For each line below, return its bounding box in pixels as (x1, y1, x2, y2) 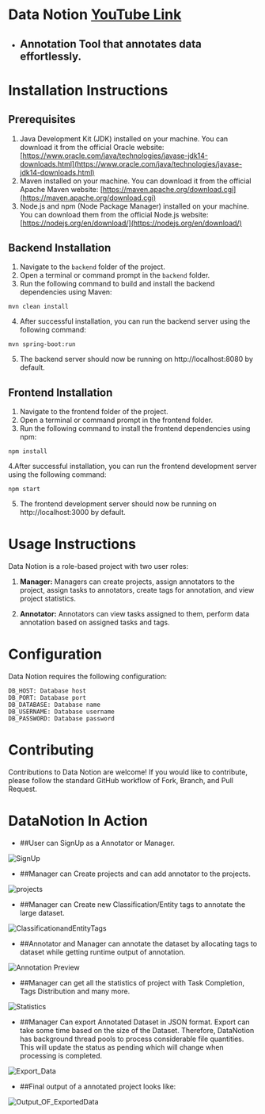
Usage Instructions (8, 536, 137, 553)
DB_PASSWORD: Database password (8, 715, 115, 723)
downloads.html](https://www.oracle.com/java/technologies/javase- (19, 159, 243, 168)
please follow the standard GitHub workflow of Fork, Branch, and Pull (8, 776, 233, 786)
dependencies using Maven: (19, 287, 112, 297)
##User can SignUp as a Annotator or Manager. (19, 838, 176, 847)
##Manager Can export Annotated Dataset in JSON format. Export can (19, 1017, 251, 1027)
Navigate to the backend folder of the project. (19, 262, 166, 271)
